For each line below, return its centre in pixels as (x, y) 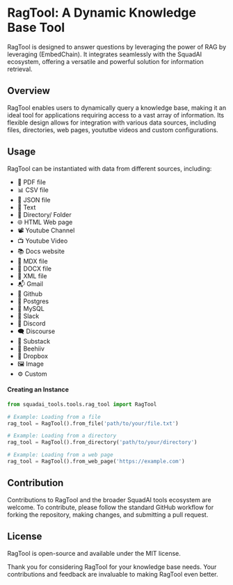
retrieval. (20, 69)
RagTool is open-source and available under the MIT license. (94, 553)
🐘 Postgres (33, 301)
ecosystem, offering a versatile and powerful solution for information (105, 61)
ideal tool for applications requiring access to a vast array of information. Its (116, 115)
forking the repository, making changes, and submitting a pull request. (108, 514)
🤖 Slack (28, 316)
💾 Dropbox (33, 355)
